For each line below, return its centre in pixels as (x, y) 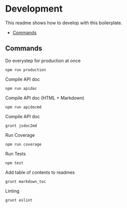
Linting (12, 191)
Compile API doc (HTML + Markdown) (45, 98)
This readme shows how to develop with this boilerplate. (64, 23)
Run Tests (16, 153)
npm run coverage (23, 144)
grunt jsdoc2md (21, 126)
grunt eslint (19, 200)
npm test (14, 163)
